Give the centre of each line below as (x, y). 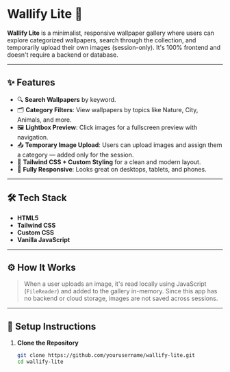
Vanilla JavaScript (43, 239)
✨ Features (31, 82)
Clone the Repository (48, 343)
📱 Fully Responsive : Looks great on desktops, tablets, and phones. (112, 169)
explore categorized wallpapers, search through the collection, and (102, 40)
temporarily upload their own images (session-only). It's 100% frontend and (114, 47)
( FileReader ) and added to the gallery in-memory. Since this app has (120, 291)
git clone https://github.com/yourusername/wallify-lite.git (106, 356)
